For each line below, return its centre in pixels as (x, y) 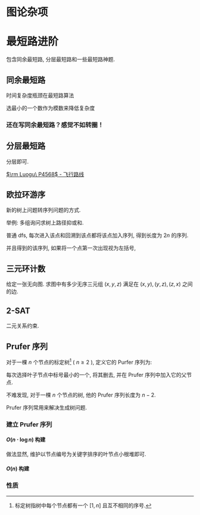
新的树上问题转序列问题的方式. (44, 210)
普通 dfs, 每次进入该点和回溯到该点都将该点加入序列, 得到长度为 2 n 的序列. (97, 235)
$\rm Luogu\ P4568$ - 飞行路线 (45, 174)
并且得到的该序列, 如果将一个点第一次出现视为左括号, (71, 248)
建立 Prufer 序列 (29, 425)
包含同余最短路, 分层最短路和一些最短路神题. (61, 60)
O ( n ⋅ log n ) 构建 (26, 440)
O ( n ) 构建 (18, 469)
